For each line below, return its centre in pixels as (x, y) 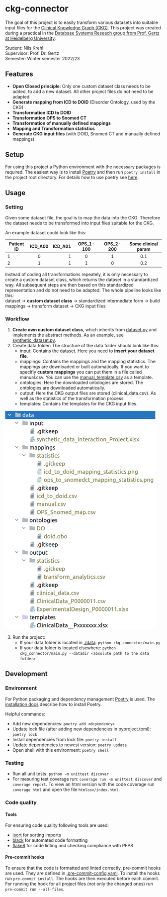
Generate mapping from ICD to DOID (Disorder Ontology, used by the (84, 102)
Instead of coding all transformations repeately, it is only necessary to (77, 274)
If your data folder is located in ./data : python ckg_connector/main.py (90, 643)
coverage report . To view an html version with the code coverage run (83, 785)
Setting (14, 207)
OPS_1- (86, 244)
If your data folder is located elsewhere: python (68, 648)
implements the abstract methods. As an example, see (68, 335)
